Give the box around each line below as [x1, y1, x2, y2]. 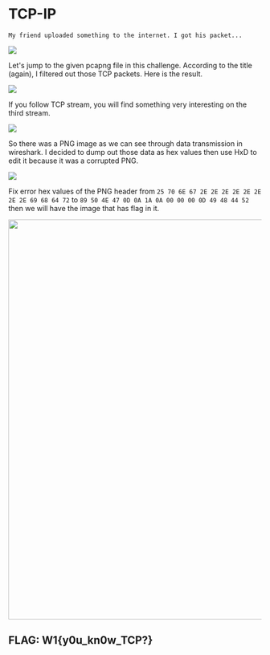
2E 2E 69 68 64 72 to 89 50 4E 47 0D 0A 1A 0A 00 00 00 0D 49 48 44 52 [8, 194, 249, 205]
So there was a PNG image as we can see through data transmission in [8, 138, 243, 148]
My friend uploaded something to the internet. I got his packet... [8, 31, 243, 39]
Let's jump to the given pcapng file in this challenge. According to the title [8, 60, 253, 70]
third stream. [8, 108, 51, 117]
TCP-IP [8, 5, 57, 23]
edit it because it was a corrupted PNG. [8, 156, 139, 165]
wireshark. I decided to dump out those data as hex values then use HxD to [8, 147, 257, 157]
